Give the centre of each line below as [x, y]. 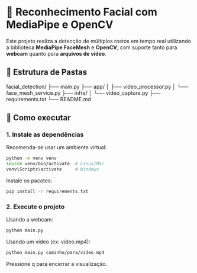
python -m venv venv [32, 158]
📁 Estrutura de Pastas [47, 73]
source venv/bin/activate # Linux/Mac [55, 164]
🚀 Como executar [38, 118]
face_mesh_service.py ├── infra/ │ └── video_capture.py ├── [83, 93]
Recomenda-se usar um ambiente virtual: [56, 147]
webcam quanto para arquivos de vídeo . [56, 53]
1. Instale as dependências [45, 134]
